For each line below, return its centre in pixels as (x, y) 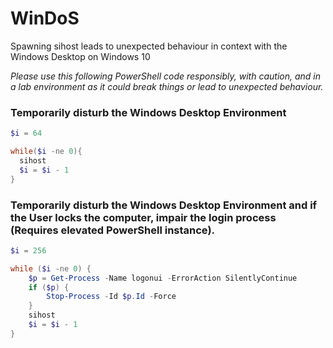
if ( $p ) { (49, 287)
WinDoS (45, 18)
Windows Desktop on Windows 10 (80, 56)
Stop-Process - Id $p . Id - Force (111, 297)
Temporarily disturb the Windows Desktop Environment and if (164, 205)
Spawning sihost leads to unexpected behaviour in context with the (149, 46)
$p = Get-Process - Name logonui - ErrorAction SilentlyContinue (163, 278)
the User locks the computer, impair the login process (143, 217)
